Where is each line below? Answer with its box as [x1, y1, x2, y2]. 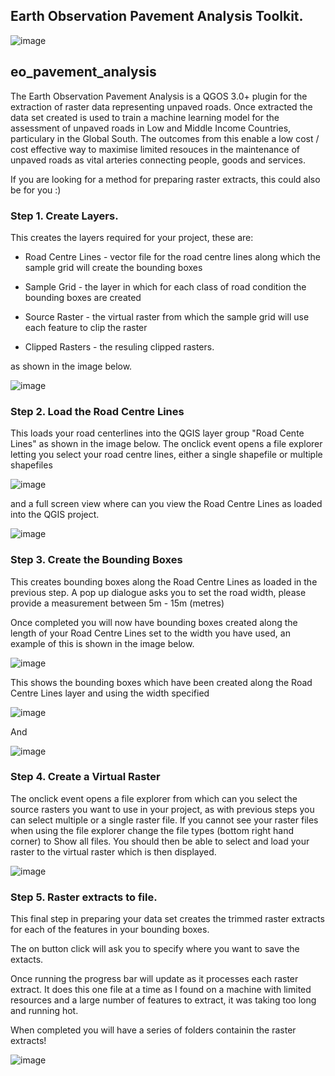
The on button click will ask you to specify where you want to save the [10, 943, 300, 955]
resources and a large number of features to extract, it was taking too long [10, 994, 317, 1006]
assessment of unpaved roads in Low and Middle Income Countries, [10, 122, 292, 134]
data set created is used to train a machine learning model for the [10, 111, 280, 123]
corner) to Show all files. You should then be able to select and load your [10, 835, 310, 847]
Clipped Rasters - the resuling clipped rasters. [24, 340, 215, 353]
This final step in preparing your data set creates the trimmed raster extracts [10, 913, 325, 925]
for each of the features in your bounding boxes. [10, 924, 210, 936]
